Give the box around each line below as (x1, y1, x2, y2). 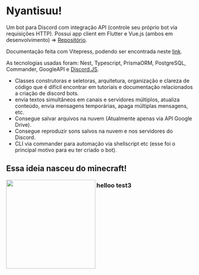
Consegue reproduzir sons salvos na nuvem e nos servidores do (14, 127, 173, 135)
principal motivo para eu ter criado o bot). (14, 146, 117, 154)
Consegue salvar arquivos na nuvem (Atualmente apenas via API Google (14, 114, 192, 122)
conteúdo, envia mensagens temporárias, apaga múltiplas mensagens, (14, 102, 188, 109)
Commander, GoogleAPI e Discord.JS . (6, 65, 99, 72)
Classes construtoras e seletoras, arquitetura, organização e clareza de (14, 77, 190, 84)
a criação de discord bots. (14, 89, 79, 97)
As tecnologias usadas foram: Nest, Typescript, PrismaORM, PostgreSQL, (6, 59, 186, 66)
